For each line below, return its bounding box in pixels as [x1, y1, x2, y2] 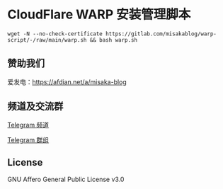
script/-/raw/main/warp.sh [7, 36, 87, 43]
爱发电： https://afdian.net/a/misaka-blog [7, 77, 127, 86]
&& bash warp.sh [89, 36, 138, 43]
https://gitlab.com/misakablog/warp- [105, 30, 217, 38]
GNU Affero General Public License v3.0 [7, 175, 125, 184]
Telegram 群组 [7, 135, 50, 144]
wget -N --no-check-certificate [7, 30, 103, 38]
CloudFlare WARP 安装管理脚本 [7, 6, 191, 23]
